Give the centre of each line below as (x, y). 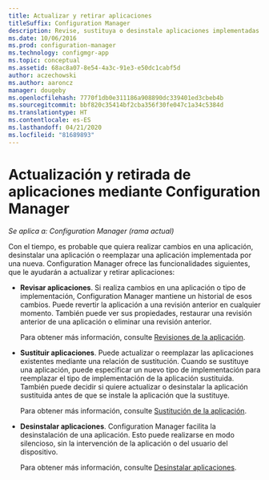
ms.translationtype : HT (48, 113)
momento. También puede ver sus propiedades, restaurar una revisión (136, 313)
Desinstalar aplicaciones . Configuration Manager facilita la (118, 426)
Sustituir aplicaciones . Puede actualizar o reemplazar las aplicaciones (137, 353)
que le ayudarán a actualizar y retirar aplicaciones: (92, 272)
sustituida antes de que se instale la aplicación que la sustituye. (124, 395)
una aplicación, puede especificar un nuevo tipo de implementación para (140, 369)
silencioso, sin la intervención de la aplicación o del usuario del (124, 443)
